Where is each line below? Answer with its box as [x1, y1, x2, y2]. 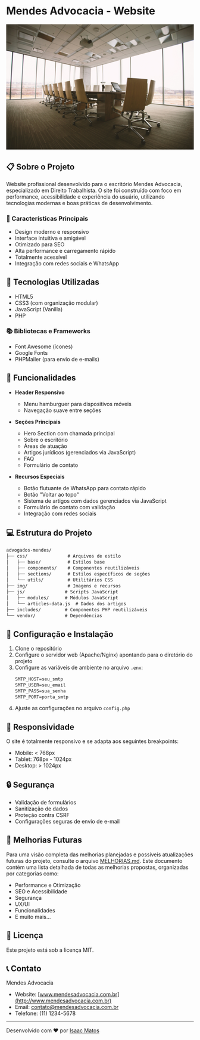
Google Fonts [14, 349, 48, 356]
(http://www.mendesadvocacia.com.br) [14, 997, 112, 1004]
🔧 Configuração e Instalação [6, 629, 114, 639]
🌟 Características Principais [6, 215, 88, 223]
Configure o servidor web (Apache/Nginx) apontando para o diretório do [14, 651, 193, 658]
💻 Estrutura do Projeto [6, 528, 92, 538]
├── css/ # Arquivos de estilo [6, 553, 121, 559]
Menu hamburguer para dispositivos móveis [23, 400, 132, 407]
